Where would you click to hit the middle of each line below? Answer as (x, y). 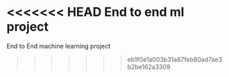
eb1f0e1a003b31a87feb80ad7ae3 (175, 59)
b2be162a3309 (149, 67)
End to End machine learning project (58, 46)
